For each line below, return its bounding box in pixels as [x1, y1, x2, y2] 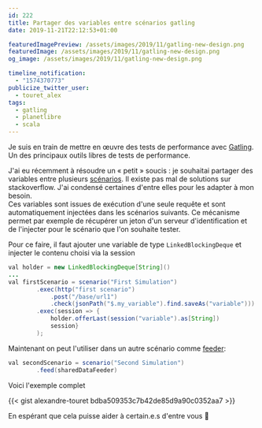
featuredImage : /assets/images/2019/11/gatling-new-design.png [8, 48, 220, 56]
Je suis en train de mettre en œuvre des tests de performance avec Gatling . [8, 143, 254, 151]
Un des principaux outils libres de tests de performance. [8, 151, 190, 160]
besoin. [8, 191, 33, 200]
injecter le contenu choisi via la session [8, 248, 135, 257]
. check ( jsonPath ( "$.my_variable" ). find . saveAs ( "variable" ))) [50, 300, 256, 308]
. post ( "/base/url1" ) [50, 292, 118, 300]
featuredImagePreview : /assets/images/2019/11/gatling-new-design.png [8, 40, 245, 48]
